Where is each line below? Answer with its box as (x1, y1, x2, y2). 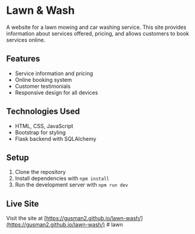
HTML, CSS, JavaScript (14, 122, 74, 129)
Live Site (6, 199, 39, 209)
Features (6, 54, 40, 64)
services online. (6, 36, 46, 43)
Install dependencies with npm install (14, 175, 110, 182)
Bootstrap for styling (14, 129, 66, 136)
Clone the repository (14, 168, 66, 176)
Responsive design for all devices (14, 88, 98, 96)
